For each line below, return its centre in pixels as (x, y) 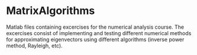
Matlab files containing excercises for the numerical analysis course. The (95, 27)
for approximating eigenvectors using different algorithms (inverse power (95, 39)
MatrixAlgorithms (51, 11)
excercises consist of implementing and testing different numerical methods (99, 33)
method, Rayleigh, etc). (35, 46)
